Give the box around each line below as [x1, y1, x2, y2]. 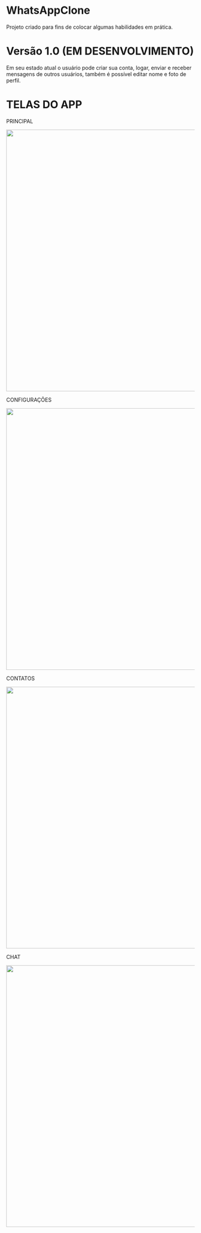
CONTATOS [6, 674, 35, 682]
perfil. [6, 77, 21, 84]
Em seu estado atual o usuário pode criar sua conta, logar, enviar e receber [6, 64, 192, 71]
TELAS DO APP [6, 98, 83, 111]
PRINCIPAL [6, 117, 33, 124]
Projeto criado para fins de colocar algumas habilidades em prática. [6, 23, 173, 31]
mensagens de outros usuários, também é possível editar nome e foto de [6, 70, 187, 78]
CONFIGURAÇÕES [6, 396, 52, 403]
